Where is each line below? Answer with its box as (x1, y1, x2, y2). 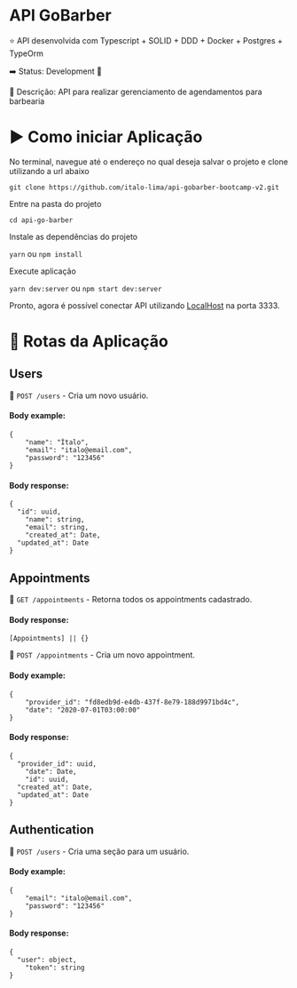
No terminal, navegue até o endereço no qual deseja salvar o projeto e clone (9, 156, 288, 167)
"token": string (25, 963, 86, 972)
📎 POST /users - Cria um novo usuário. (9, 390, 149, 401)
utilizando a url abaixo (9, 165, 90, 176)
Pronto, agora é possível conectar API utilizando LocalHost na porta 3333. (9, 299, 281, 311)
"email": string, (25, 523, 90, 532)
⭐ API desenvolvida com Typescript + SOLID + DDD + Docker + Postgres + (9, 35, 284, 45)
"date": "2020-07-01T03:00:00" (25, 705, 141, 714)
